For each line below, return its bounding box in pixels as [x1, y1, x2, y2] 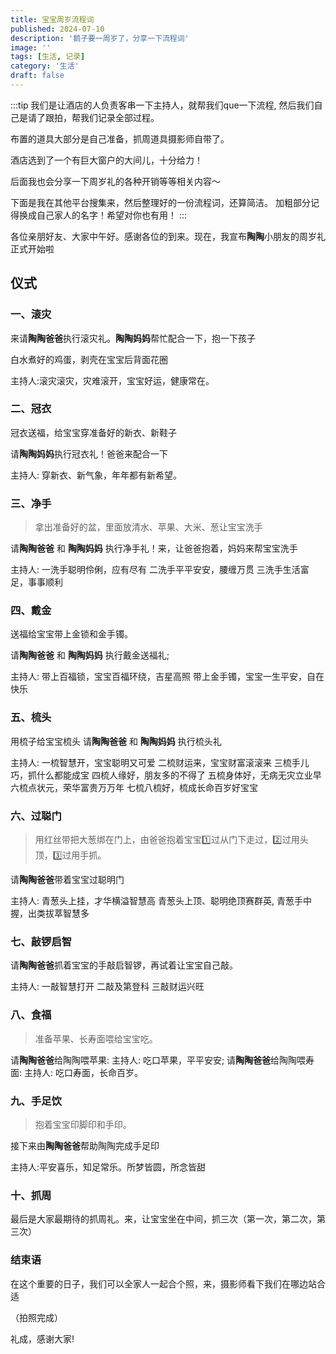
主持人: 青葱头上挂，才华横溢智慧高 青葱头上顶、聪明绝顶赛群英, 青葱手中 [10, 895, 312, 907]
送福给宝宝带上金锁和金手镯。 [10, 628, 133, 640]
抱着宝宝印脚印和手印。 [34, 1118, 132, 1130]
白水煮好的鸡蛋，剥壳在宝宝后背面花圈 [10, 353, 168, 365]
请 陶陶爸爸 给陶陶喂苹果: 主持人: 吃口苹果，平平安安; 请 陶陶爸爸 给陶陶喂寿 [10, 1054, 315, 1066]
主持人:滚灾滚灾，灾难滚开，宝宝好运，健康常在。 [10, 374, 215, 386]
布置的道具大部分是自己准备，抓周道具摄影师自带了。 [10, 132, 230, 145]
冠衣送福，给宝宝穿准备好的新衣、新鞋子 [10, 426, 177, 438]
